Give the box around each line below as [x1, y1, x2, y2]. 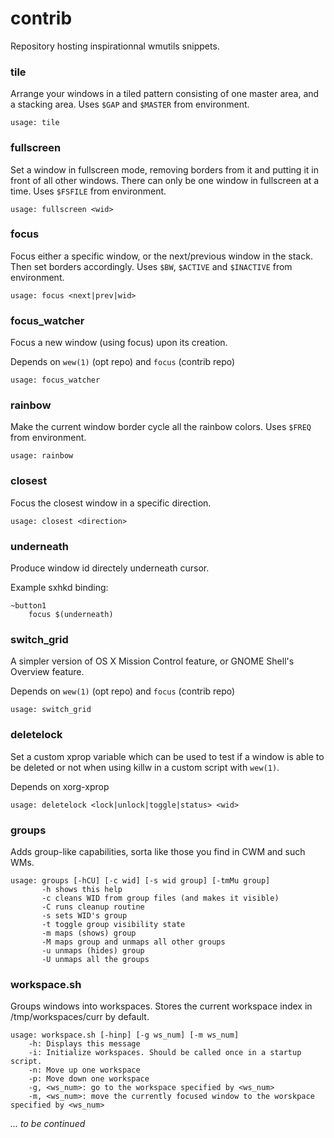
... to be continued [10, 1118, 86, 1130]
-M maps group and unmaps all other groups [41, 937, 226, 947]
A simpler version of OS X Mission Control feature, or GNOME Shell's [10, 655, 295, 667]
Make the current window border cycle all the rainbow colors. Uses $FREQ [10, 421, 312, 433]
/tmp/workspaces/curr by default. [10, 1011, 150, 1023]
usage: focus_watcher [10, 375, 101, 386]
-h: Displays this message [28, 1039, 141, 1049]
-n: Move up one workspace [28, 1065, 141, 1076]
